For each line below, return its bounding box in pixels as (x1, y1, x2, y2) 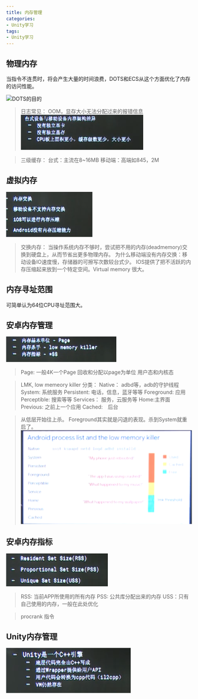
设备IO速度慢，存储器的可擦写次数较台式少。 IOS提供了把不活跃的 (25, 258, 186, 265)
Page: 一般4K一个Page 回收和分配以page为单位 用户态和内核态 (20, 369, 174, 376)
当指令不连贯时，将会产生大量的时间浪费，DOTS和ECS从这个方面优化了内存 (6, 75, 191, 82)
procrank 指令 (20, 613, 55, 620)
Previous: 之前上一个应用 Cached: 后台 (20, 403, 119, 410)
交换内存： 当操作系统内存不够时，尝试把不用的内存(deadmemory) (20, 243, 183, 250)
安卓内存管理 (6, 320, 53, 330)
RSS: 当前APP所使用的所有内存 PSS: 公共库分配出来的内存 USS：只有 (20, 593, 189, 600)
